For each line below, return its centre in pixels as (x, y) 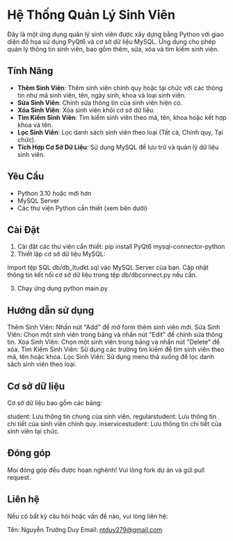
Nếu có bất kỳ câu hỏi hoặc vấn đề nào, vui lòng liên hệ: (88, 516)
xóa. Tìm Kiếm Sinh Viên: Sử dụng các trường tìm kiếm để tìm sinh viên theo (116, 349)
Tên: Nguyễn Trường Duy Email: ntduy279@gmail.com (85, 529)
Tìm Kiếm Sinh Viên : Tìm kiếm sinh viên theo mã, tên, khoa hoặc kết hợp (122, 117)
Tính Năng (30, 71)
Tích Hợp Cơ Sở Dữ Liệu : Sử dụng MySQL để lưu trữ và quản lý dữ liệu (118, 147)
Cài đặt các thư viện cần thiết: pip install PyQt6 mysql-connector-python (121, 247)
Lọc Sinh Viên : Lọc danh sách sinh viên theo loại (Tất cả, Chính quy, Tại (120, 132)
